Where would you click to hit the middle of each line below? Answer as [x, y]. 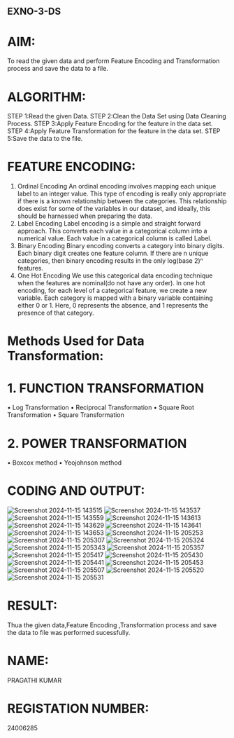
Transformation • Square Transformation [66, 415]
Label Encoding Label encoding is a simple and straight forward [109, 224]
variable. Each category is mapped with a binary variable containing [115, 298]
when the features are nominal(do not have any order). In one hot [111, 283]
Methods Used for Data [76, 341]
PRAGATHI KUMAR [35, 681]
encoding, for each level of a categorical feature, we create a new [112, 291]
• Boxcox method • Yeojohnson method [65, 463]
